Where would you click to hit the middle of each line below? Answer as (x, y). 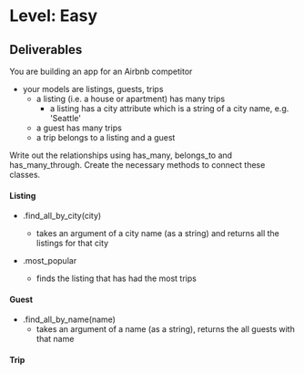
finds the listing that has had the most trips (117, 278)
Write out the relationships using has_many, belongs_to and (121, 155)
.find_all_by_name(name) (69, 319)
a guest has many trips (79, 128)
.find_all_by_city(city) (62, 216)
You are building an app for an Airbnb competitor (101, 71)
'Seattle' (66, 118)
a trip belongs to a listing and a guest (106, 137)
